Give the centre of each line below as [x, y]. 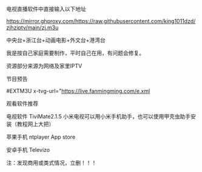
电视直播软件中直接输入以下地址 [46, 9]
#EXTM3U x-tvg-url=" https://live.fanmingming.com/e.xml [78, 91]
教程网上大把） [35, 124]
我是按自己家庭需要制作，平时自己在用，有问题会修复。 [75, 53]
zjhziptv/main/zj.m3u [32, 27]
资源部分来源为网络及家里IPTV [44, 66]
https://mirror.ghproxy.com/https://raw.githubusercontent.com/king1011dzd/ [101, 21]
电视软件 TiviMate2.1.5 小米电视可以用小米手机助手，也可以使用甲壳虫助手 [99, 116]
